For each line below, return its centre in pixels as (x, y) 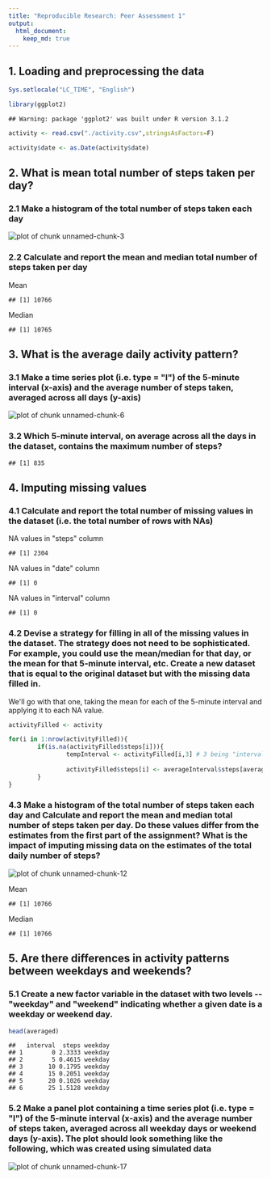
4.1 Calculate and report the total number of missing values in (131, 510)
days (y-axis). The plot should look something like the (116, 1139)
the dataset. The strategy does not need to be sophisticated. (129, 644)
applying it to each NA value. (56, 710)
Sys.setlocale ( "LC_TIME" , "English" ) (72, 90)
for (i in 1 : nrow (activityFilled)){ (68, 740)
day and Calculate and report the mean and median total (121, 815)
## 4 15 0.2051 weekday (59, 1074)
